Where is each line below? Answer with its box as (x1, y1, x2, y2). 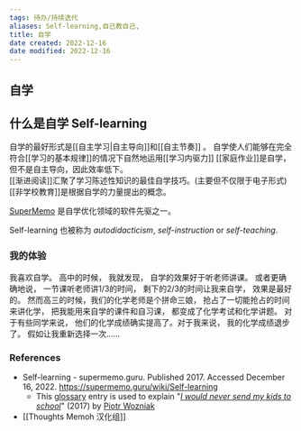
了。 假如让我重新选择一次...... (9, 328, 121, 339)
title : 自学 (9, 30, 51, 39)
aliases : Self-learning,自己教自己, (9, 22, 141, 31)
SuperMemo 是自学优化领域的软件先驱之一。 (9, 206, 176, 216)
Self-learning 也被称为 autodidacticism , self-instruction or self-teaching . (9, 225, 278, 235)
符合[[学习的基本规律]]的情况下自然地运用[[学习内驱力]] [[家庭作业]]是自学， (9, 152, 291, 163)
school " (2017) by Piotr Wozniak (35, 400, 155, 411)
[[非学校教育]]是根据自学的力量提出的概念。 (9, 187, 171, 197)
